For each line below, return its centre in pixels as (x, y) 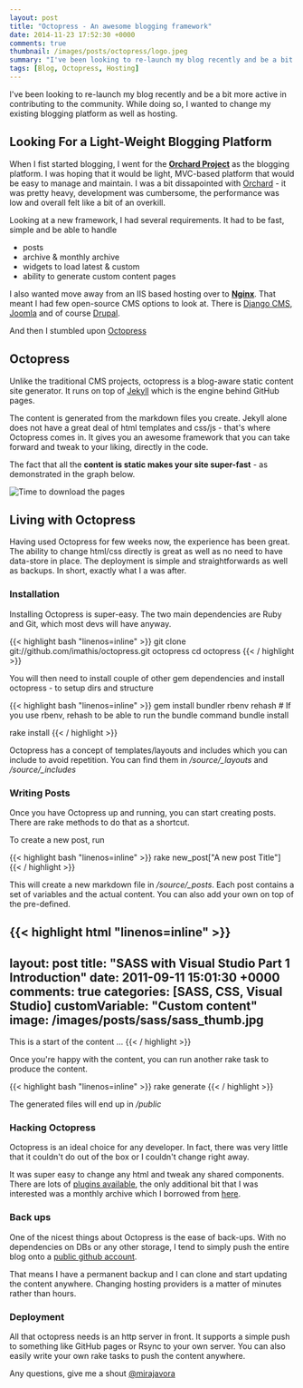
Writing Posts (40, 793)
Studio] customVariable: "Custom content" (133, 1006)
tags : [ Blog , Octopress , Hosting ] (75, 69)
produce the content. (49, 1069)
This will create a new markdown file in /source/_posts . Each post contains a (152, 885)
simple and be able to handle (63, 230)
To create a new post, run (57, 839)
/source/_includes (43, 769)
